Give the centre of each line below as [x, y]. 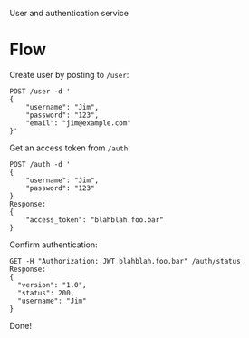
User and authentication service [69, 13]
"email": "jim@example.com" [78, 123]
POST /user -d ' [40, 91]
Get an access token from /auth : [70, 148]
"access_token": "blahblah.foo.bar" [95, 220]
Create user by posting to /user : [69, 74]
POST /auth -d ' [40, 164]
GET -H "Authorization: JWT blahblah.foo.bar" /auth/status [125, 261]
